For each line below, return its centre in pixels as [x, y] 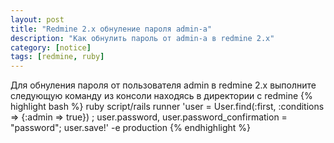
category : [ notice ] [51, 47]
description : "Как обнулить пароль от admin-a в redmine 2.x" [142, 38]
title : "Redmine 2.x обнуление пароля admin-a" [111, 29]
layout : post [37, 19]
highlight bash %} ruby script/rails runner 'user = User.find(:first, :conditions [167, 107]
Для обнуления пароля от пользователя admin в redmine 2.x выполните [163, 85]
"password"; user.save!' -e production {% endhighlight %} [131, 128]
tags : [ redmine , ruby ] [57, 57]
